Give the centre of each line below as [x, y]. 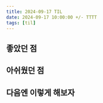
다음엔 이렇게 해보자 [40, 93]
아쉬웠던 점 [25, 71]
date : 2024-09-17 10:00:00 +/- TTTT [51, 17]
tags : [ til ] [21, 23]
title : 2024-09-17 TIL [34, 12]
